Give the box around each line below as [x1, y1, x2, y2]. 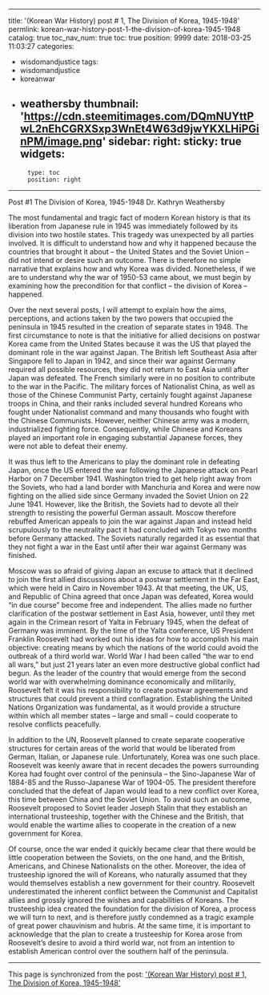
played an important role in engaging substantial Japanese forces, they [8, 432, 243, 442]
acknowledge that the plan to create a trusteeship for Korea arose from [8, 929, 243, 939]
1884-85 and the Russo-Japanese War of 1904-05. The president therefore [8, 777, 256, 787]
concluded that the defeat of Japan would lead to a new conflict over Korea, [8, 786, 259, 795]
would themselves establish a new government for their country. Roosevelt [8, 878, 255, 888]
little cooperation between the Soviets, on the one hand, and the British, [8, 852, 245, 862]
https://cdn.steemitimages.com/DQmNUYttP [23, 110, 255, 123]
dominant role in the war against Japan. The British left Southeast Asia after [8, 347, 258, 357]
